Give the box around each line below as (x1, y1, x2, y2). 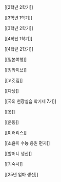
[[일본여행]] (4, 57, 27, 62)
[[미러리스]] (4, 130, 27, 135)
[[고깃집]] (4, 78, 23, 83)
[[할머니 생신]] (4, 151, 32, 156)
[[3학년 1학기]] (4, 15, 33, 21)
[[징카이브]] (4, 67, 27, 73)
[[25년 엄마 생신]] (4, 172, 39, 177)
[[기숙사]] (4, 161, 23, 167)
